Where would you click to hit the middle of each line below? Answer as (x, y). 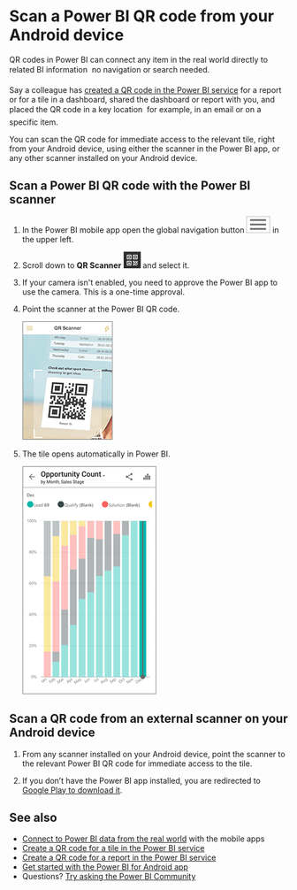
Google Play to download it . (72, 790)
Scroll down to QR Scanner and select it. (106, 265)
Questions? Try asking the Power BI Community (109, 877)
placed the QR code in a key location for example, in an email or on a (135, 109)
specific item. (34, 122)
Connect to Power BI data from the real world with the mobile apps (143, 839)
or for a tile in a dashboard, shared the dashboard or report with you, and (142, 99)
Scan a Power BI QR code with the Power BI (130, 186)
